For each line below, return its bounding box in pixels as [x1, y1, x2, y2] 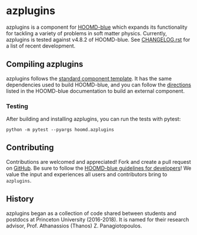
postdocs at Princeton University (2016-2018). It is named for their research [6, 216, 189, 223]
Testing [6, 102, 28, 110]
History [6, 194, 34, 204]
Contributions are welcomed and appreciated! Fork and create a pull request [6, 158, 191, 165]
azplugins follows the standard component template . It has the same [6, 75, 172, 82]
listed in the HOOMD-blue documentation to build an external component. [6, 87, 185, 95]
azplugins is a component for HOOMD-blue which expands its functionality [6, 23, 188, 31]
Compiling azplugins [6, 59, 84, 69]
